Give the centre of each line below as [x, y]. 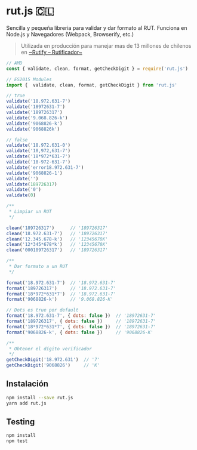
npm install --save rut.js [40, 397]
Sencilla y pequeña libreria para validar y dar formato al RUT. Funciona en [97, 27]
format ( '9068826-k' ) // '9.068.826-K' [60, 300]
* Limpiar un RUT [30, 212]
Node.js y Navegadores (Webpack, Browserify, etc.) [70, 34]
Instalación [27, 384]
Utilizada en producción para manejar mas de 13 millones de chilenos [106, 45]
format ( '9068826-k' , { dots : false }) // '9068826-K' [80, 332]
